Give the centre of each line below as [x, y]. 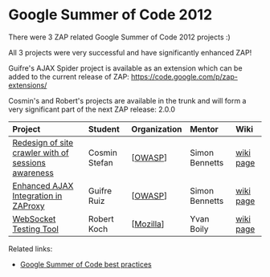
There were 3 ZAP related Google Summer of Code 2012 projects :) [119, 37]
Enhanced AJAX [43, 185]
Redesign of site [43, 142]
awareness [33, 173]
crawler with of [41, 153]
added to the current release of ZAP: [69, 76]
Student [104, 128]
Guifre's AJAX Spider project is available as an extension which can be [125, 68]
